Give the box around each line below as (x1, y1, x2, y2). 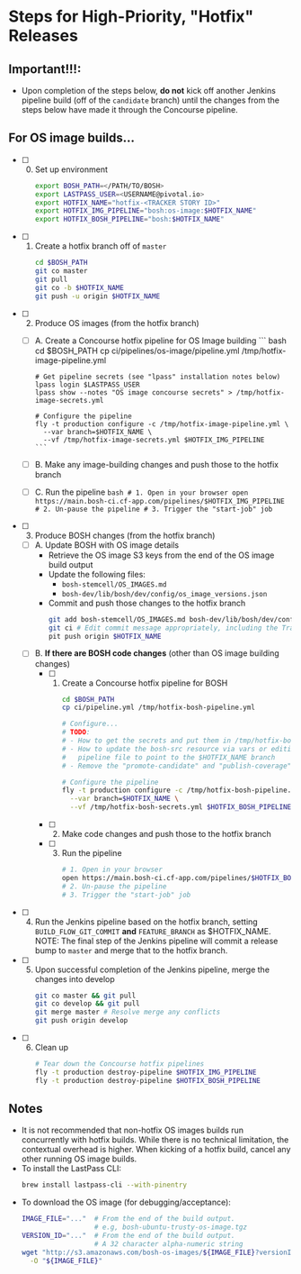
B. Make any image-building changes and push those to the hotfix (34, 459, 279, 469)
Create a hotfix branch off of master (34, 241, 167, 251)
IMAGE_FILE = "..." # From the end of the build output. (21, 1215, 235, 1224)
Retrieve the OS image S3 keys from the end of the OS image (48, 550, 275, 560)
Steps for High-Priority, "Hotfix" (8, 6, 254, 27)
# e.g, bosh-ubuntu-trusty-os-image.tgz (93, 1223, 248, 1232)
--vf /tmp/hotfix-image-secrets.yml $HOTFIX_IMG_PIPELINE (42, 435, 265, 444)
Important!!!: (8, 61, 82, 77)
